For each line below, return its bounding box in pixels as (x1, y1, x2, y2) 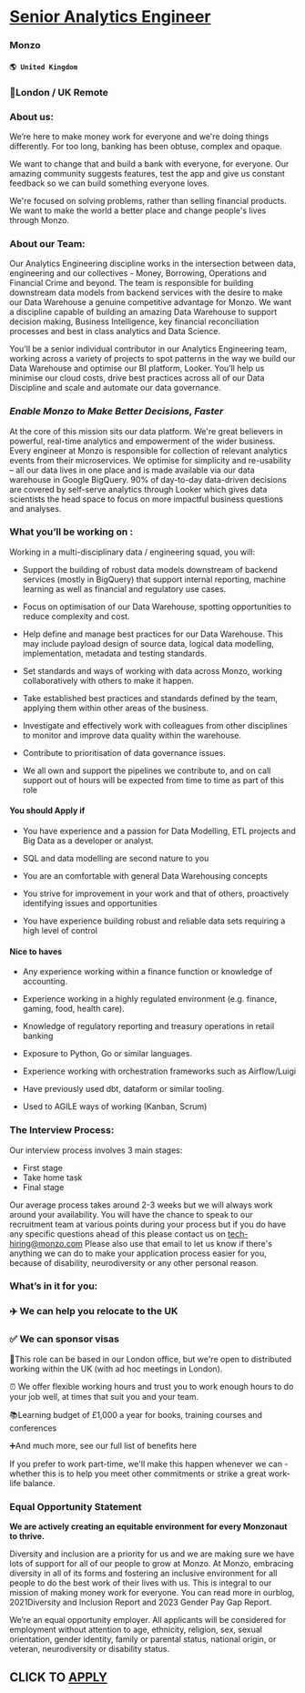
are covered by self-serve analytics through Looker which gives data (9, 484, 268, 495)
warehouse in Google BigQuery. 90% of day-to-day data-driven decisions (9, 474, 287, 484)
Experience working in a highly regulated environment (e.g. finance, (22, 994, 278, 1005)
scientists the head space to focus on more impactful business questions (9, 494, 284, 505)
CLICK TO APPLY (9, 1669, 107, 1686)
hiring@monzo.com (9, 1238, 84, 1249)
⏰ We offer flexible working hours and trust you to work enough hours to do (9, 1381, 294, 1392)
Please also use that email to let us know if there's (85, 1238, 273, 1249)
